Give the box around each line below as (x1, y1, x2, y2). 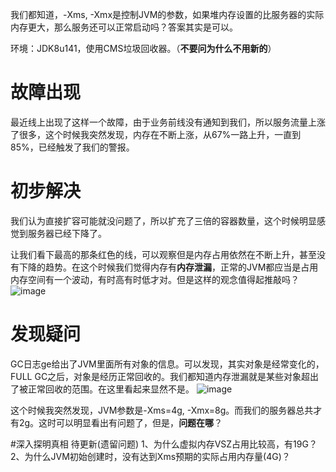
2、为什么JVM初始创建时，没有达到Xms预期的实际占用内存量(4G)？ (10, 450, 291, 462)
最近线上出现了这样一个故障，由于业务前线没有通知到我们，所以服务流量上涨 (10, 116, 326, 128)
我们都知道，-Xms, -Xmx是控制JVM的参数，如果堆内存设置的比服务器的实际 (10, 9, 325, 20)
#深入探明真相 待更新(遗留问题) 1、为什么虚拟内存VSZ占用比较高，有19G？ (10, 438, 318, 450)
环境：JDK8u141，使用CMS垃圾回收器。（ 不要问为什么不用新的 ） (10, 43, 277, 54)
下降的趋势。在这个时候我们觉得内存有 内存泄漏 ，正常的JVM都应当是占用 (18, 261, 319, 273)
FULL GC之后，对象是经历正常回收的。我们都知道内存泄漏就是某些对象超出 (10, 370, 320, 382)
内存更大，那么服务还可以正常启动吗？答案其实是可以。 (10, 21, 238, 33)
